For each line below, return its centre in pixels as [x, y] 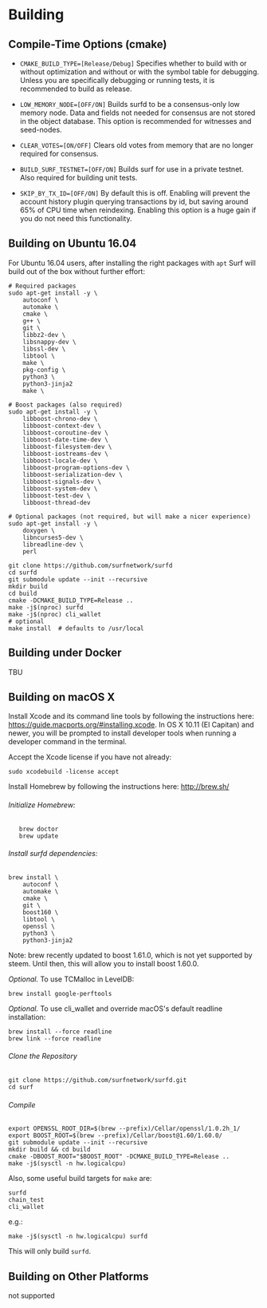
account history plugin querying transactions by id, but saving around [134, 202]
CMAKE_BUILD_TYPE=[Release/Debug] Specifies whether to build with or [133, 63]
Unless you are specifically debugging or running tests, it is [117, 80]
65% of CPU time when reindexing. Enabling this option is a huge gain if [138, 210]
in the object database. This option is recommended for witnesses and [135, 121]
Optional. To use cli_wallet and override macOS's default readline [116, 1009]
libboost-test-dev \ [57, 495]
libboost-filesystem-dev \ [67, 446]
